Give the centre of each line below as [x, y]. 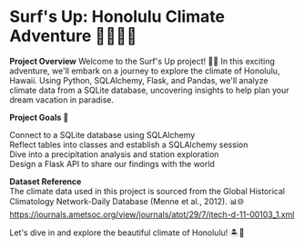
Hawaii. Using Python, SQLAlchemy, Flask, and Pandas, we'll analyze [139, 80]
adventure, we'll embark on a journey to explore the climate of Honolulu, [145, 71]
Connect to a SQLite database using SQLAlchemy [102, 134]
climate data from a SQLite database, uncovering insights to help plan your [149, 90]
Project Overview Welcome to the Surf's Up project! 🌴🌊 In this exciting [142, 61]
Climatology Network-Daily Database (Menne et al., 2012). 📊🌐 [127, 201]
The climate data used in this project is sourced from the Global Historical [147, 191]
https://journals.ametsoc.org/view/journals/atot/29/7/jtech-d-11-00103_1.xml [152, 214]
